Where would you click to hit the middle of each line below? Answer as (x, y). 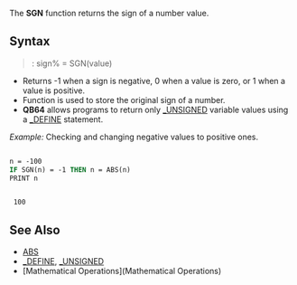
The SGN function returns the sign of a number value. (109, 13)
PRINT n (24, 178)
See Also (35, 230)
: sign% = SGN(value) (72, 63)
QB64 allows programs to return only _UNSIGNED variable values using (155, 109)
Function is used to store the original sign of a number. (124, 100)
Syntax (30, 41)
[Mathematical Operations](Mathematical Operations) (122, 271)
